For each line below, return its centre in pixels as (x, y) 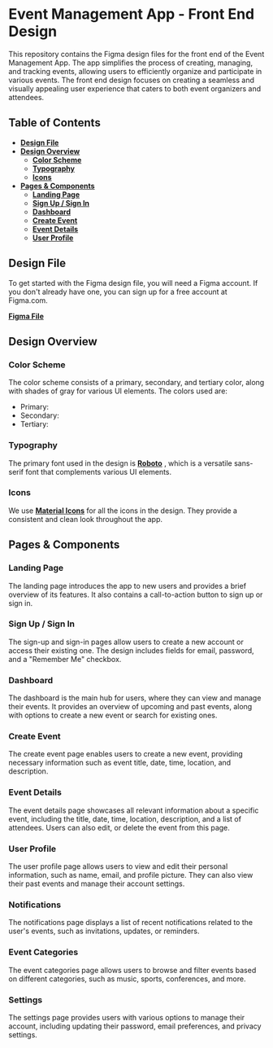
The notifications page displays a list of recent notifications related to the (131, 923)
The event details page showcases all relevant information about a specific (134, 810)
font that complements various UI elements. (99, 471)
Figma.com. (28, 300)
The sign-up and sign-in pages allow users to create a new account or (126, 642)
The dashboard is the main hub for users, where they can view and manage (135, 698)
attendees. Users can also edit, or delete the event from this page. (119, 827)
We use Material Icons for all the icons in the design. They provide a (123, 511)
